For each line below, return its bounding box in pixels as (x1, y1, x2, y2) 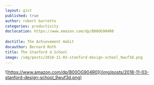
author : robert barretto (5, 18, 56, 23)
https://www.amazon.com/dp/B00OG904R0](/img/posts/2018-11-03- (8, 69, 150, 75)
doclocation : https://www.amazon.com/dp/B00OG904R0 (5, 29, 114, 34)
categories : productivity (5, 24, 58, 29)
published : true (5, 13, 39, 18)
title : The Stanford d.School (5, 49, 68, 54)
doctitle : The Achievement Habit (5, 40, 74, 44)
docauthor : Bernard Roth (5, 44, 56, 49)
